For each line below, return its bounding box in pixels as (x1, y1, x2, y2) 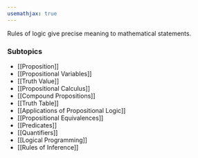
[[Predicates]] (17, 121, 57, 129)
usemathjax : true (7, 10, 57, 17)
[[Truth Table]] (17, 98, 59, 107)
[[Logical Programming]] (17, 136, 88, 144)
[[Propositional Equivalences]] (17, 114, 104, 122)
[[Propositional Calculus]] (17, 84, 90, 92)
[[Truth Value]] (17, 77, 60, 85)
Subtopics (7, 46, 43, 56)
